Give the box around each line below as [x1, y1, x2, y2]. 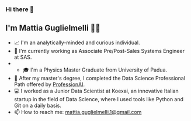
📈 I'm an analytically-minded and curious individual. [13, 39, 141, 46]
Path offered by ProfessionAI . [13, 81, 85, 88]
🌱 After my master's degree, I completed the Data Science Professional [13, 74, 185, 81]
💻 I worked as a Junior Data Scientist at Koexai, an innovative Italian [13, 87, 179, 94]
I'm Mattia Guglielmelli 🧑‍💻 [5, 23, 100, 33]
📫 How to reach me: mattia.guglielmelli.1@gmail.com [13, 108, 142, 115]
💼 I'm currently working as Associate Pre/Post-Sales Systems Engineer [13, 47, 185, 54]
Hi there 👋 [5, 5, 34, 13]
